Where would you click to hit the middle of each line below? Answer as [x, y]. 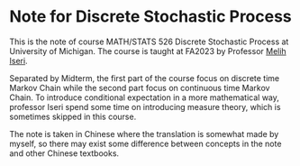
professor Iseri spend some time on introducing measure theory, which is [145, 106]
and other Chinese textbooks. [64, 153]
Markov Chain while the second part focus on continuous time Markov [140, 88]
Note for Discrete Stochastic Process [151, 17]
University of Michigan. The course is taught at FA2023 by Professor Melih [148, 51]
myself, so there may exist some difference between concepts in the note [145, 143]
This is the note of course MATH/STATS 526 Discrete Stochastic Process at [149, 41]
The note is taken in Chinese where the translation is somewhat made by [144, 134]
